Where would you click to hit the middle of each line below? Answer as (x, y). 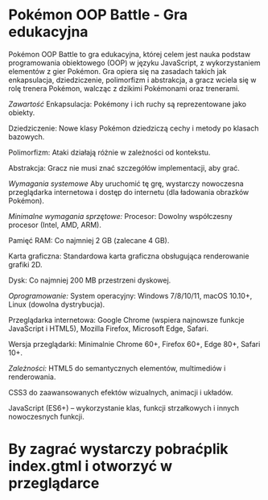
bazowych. (27, 136)
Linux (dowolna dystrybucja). (57, 304)
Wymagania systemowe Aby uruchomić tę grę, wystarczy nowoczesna (126, 184)
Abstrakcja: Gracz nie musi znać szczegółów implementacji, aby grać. (124, 167)
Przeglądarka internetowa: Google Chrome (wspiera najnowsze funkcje (127, 320)
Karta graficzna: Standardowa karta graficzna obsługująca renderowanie (129, 256)
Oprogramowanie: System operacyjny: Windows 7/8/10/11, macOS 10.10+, (130, 295)
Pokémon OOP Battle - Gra (98, 15)
